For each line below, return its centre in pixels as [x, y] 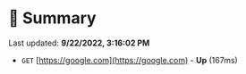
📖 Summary [52, 18]
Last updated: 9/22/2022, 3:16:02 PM [79, 43]
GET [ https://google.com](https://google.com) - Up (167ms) [129, 60]
